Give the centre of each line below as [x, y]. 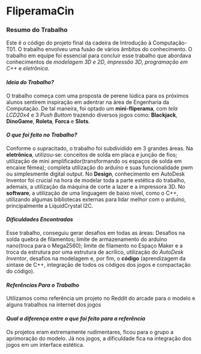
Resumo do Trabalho [37, 30]
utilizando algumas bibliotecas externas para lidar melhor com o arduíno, [96, 199]
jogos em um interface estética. [45, 344]
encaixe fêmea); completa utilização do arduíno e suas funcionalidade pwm [100, 167]
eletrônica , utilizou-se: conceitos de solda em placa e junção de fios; [92, 154]
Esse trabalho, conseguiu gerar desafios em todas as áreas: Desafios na [96, 233]
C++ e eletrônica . [28, 69]
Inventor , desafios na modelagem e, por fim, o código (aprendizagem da [96, 258]
